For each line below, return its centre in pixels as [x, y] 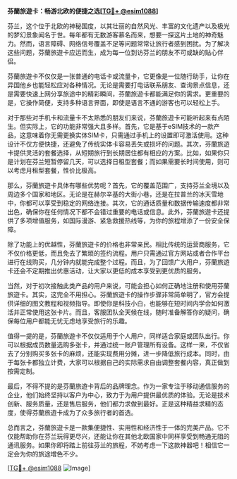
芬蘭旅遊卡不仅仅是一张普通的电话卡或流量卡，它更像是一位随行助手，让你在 [119, 76]
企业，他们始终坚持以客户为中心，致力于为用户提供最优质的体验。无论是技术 [119, 395]
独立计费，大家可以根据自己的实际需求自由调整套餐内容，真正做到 [134, 362]
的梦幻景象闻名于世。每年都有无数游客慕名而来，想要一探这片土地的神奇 [112, 35]
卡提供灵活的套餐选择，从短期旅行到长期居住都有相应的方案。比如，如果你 [115, 153]
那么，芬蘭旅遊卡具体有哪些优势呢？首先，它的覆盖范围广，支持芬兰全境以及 [119, 185]
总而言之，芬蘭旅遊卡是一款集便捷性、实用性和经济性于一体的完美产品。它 [115, 428]
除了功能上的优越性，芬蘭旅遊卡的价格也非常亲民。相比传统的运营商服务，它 [119, 244]
